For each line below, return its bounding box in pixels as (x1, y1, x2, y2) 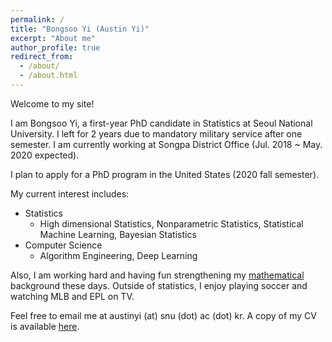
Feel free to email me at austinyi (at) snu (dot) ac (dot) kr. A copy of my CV (10, 309, 317, 321)
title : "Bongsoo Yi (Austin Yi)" (10, 24, 150, 34)
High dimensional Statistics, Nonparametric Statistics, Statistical (39, 217, 304, 230)
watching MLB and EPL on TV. (10, 290, 135, 302)
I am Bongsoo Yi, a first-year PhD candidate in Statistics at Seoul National (10, 117, 313, 129)
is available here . (10, 320, 80, 332)
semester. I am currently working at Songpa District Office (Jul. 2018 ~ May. (10, 138, 323, 150)
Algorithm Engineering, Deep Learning (39, 249, 198, 261)
